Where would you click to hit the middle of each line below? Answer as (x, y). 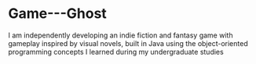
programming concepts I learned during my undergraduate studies (116, 52)
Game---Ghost (58, 14)
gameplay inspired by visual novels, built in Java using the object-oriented (128, 43)
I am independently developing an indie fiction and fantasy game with (121, 35)
